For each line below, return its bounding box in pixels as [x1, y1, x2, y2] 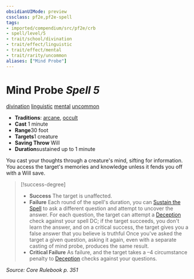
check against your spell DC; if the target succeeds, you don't [29, 218, 179, 225]
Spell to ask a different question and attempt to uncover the [29, 205, 173, 212]
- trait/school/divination [6, 36, 72, 42]
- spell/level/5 [6, 31, 46, 37]
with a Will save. [6, 169, 46, 177]
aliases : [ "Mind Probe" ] [6, 58, 67, 64]
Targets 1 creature [14, 133, 58, 140]
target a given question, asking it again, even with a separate [29, 237, 177, 244]
